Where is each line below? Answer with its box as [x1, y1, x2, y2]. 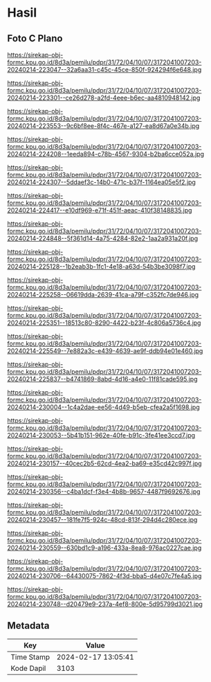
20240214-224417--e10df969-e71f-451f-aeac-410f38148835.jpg [7, 206, 192, 214]
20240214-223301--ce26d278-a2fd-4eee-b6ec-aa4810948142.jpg [7, 93, 201, 102]
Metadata [7, 620, 50, 631]
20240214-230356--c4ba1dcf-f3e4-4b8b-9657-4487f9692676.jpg [7, 487, 201, 496]
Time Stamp [10, 652, 51, 662]
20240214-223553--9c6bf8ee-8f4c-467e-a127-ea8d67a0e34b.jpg [7, 122, 200, 129]
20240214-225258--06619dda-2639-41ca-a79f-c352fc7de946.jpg [7, 291, 199, 298]
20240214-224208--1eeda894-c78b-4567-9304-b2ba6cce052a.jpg [7, 150, 204, 158]
